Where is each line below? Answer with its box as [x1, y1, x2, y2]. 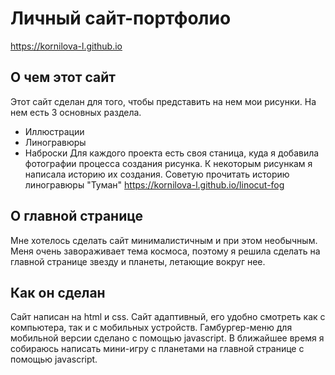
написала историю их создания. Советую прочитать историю [24, 168, 290, 180]
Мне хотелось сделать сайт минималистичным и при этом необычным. [10, 234, 318, 246]
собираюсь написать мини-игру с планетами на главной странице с [10, 343, 305, 355]
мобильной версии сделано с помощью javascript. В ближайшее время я [10, 332, 325, 344]
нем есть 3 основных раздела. [10, 106, 142, 118]
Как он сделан [10, 284, 106, 301]
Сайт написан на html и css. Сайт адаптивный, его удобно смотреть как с [10, 311, 326, 323]
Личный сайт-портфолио [10, 7, 232, 30]
